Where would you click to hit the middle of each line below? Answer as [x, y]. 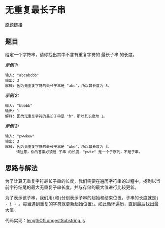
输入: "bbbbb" [19, 106]
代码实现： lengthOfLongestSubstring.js [45, 220]
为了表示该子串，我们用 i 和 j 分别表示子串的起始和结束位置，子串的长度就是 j [82, 197]
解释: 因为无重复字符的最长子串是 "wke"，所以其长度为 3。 [58, 147]
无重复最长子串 [35, 10]
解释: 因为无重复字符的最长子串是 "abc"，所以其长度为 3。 [58, 86]
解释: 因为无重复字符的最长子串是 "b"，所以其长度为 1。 [56, 116]
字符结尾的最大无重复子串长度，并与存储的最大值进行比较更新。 [74, 187]
